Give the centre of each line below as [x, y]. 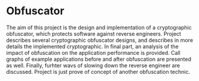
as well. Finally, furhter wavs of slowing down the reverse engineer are [93, 65]
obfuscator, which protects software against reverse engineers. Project [94, 33]
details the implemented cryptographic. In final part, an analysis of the [93, 46]
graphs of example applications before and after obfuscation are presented [99, 59]
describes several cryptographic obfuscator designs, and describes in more [99, 40]
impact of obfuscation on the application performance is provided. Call [93, 52]
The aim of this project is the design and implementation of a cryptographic [99, 27]
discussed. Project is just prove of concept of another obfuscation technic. [98, 71]
